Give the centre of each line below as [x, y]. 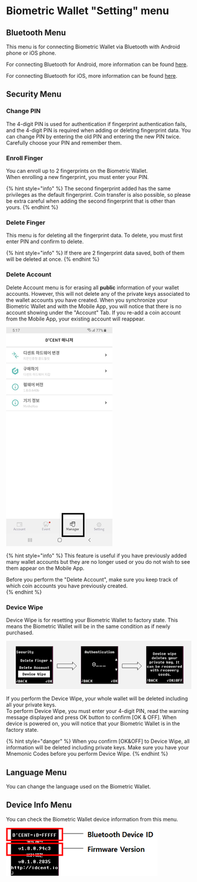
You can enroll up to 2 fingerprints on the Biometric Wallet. [77, 171]
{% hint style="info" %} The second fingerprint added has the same [89, 188]
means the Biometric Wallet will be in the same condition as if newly [88, 626]
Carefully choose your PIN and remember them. [64, 143]
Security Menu [34, 95]
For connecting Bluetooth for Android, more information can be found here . [97, 64]
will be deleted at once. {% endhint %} [53, 259]
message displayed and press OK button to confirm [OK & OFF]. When [91, 718]
